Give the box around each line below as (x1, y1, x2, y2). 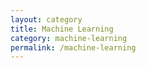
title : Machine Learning (10, 24, 114, 34)
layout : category (10, 14, 83, 25)
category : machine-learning (10, 33, 128, 43)
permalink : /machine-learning (10, 42, 137, 53)
